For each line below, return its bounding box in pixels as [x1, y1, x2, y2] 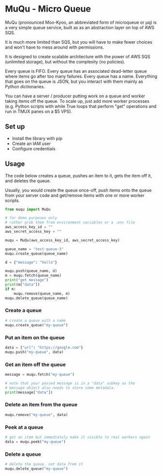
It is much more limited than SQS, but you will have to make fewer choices [5, 39, 152, 45]
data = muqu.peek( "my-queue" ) [5, 439, 66, 444]
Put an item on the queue [5, 334, 65, 341]
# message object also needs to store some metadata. [5, 385, 116, 390]
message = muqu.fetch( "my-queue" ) [5, 372, 75, 377]
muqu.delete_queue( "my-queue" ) [5, 466, 68, 471]
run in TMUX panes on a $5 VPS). [5, 108, 73, 114]
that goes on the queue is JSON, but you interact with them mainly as [5, 79, 144, 84]
